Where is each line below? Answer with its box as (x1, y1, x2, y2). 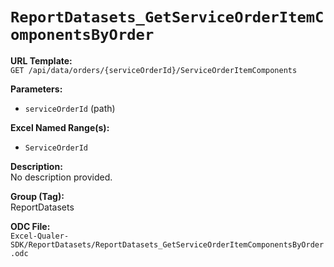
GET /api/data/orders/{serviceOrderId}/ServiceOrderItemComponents (10, 65, 298, 75)
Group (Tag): (10, 190, 65, 202)
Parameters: (10, 83, 63, 95)
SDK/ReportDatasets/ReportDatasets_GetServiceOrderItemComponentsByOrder (10, 239, 325, 250)
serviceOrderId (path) (24, 102, 116, 114)
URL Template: (10, 54, 73, 67)
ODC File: (10, 220, 51, 232)
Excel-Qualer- (10, 231, 70, 241)
